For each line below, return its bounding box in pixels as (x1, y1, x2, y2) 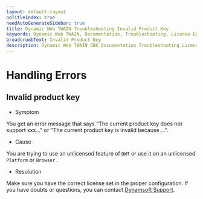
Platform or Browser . (6, 156, 59, 163)
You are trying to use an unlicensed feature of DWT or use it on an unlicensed (6, 150, 196, 157)
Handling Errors (6, 69, 87, 82)
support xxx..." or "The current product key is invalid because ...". (6, 126, 169, 133)
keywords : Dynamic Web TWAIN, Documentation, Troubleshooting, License (6, 31, 190, 37)
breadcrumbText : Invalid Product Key (6, 37, 101, 43)
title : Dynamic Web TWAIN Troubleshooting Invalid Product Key (6, 25, 169, 32)
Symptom (14, 108, 39, 115)
